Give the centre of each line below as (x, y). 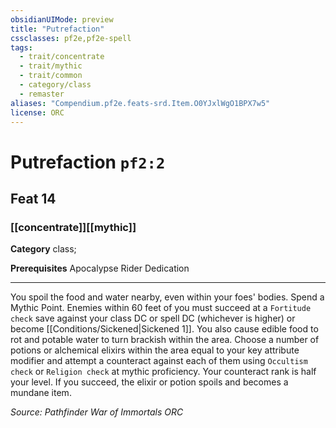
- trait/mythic (51, 66)
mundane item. (41, 393)
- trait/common (51, 76)
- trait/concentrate (62, 57)
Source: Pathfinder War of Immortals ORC (97, 412)
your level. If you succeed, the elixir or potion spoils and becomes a (149, 382)
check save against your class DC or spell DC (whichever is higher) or (153, 318)
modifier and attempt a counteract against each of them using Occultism (159, 361)
